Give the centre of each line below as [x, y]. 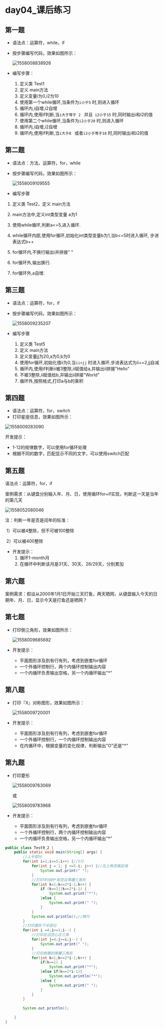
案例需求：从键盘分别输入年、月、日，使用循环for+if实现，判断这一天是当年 [82, 494]
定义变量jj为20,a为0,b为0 [45, 356]
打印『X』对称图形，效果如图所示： [48, 703]
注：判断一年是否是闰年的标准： [37, 520]
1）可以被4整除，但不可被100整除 [40, 531]
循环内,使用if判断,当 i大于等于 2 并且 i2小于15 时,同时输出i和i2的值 [86, 114]
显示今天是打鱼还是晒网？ [61, 600]
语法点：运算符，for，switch [41, 411]
